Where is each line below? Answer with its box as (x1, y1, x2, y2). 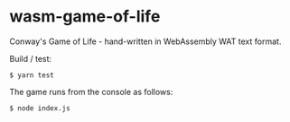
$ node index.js (9, 103, 70, 113)
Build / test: (9, 53, 52, 64)
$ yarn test (9, 70, 54, 80)
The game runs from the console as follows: (9, 86, 173, 97)
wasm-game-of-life (9, 6, 161, 27)
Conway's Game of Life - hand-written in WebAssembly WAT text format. (9, 36, 282, 47)
